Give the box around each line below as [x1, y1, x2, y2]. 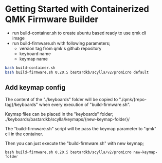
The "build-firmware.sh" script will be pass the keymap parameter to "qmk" [5, 125, 157, 131]
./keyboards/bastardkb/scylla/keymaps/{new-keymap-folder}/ [5, 116, 130, 122]
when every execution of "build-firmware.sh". [38, 102, 130, 107]
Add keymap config [5, 83, 66, 92]
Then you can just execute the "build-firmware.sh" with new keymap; [5, 140, 144, 146]
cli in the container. [5, 131, 43, 137]
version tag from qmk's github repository [19, 45, 102, 51]
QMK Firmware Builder [5, 14, 99, 25]
